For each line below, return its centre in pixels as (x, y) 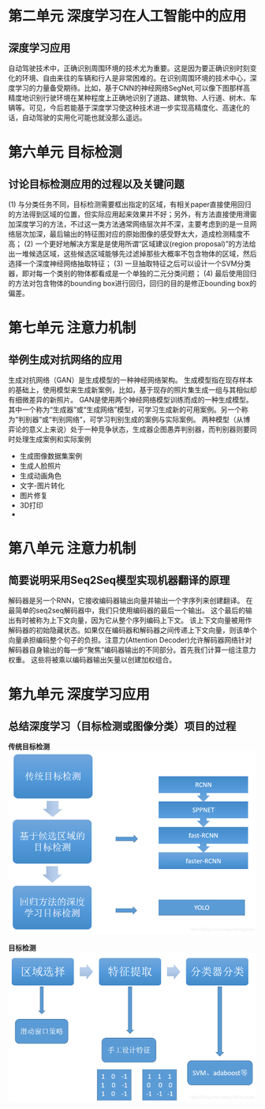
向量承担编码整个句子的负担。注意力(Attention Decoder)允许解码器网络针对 (130, 640)
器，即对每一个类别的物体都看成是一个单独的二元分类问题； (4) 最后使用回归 (132, 274)
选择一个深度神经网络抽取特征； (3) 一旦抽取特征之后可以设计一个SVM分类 (130, 264)
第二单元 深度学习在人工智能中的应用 (127, 16)
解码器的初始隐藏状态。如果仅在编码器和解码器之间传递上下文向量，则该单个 (132, 630)
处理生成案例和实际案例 (53, 439)
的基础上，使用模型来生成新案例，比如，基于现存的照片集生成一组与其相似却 (132, 390)
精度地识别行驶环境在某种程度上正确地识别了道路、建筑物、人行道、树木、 (129, 98)
